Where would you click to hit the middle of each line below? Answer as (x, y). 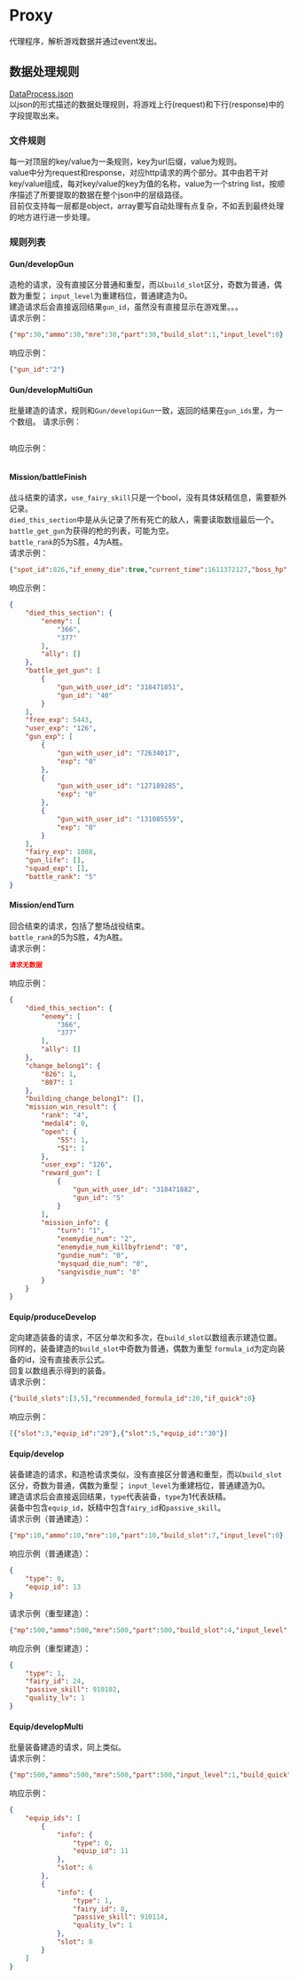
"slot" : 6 (74, 1868)
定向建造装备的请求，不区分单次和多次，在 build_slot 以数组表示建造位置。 (145, 1338)
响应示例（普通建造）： (50, 1554)
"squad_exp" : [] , (57, 869)
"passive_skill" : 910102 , (73, 1690)
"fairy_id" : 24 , (55, 1682)
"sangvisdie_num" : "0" (98, 1272)
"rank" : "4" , (65, 1115)
